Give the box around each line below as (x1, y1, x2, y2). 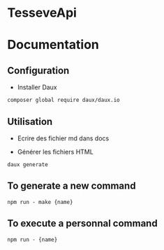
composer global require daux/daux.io (7, 96, 120, 104)
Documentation (7, 37, 100, 53)
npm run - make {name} (7, 198, 73, 205)
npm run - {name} (7, 236, 58, 243)
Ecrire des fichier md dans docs (17, 134, 110, 142)
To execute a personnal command (7, 218, 158, 230)
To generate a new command (7, 180, 136, 192)
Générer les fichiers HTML (17, 148, 94, 156)
